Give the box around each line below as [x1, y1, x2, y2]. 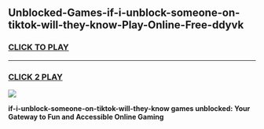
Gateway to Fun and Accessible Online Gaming [8, 112, 164, 121]
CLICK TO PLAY [8, 42, 69, 53]
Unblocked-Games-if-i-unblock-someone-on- [8, 6, 240, 20]
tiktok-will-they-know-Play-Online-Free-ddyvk [8, 19, 244, 32]
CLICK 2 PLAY [8, 71, 63, 82]
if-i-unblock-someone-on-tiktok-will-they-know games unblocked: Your [8, 103, 251, 113]
